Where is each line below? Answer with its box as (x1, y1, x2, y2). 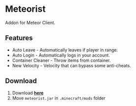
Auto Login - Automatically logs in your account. (12, 52, 110, 58)
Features (5, 34, 33, 42)
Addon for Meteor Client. (5, 20, 55, 26)
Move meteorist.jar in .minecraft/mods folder (12, 95, 106, 101)
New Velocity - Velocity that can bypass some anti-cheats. (12, 62, 131, 68)
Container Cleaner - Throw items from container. (12, 57, 111, 63)
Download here (12, 90, 44, 96)
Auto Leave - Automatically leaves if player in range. (12, 47, 118, 53)
